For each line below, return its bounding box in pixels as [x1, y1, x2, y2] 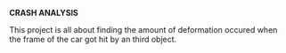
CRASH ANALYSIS [9, 8, 78, 18]
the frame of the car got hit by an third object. [9, 34, 177, 44]
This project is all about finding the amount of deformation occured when [9, 25, 278, 34]
